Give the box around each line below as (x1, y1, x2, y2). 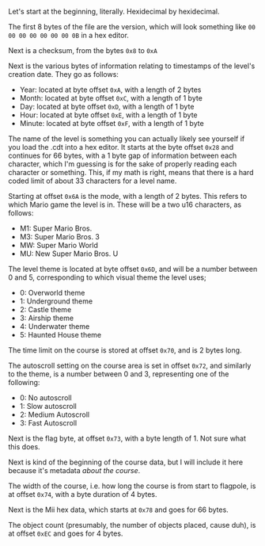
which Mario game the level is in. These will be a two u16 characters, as (8, 200, 242, 209)
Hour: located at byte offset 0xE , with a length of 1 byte (19, 110, 198, 120)
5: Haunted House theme (19, 330, 102, 339)
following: (8, 378, 40, 387)
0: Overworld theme (19, 288, 85, 297)
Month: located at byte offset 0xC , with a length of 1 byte (19, 94, 203, 102)
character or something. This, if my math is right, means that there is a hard (8, 168, 254, 177)
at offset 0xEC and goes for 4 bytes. (8, 529, 123, 538)
